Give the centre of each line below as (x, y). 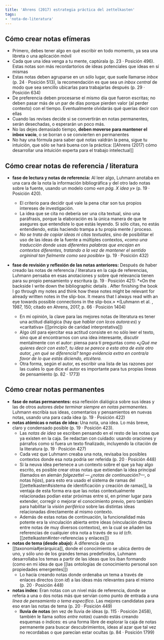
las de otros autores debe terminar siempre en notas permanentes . (80, 407)
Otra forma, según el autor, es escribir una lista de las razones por (86, 364)
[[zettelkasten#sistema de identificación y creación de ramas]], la (86, 485)
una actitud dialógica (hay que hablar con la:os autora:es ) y (80, 322)
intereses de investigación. (47, 208)
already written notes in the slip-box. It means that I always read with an (85, 296)
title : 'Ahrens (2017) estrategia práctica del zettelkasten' (70, 10)
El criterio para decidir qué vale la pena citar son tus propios (80, 203)
